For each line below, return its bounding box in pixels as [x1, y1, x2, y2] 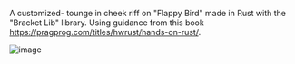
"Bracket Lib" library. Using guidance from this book [9, 17, 204, 28]
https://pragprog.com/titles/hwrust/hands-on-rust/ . [9, 27, 202, 37]
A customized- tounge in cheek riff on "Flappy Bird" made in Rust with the [9, 8, 287, 18]
